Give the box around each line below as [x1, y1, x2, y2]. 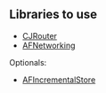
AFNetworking [21, 40, 76, 50]
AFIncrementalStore [21, 74, 96, 85]
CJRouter [21, 30, 58, 41]
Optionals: [9, 57, 47, 67]
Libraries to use [9, 7, 98, 22]
